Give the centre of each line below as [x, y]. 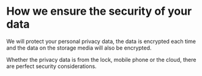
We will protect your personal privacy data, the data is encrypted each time [101, 41]
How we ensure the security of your [99, 11]
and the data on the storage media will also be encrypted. [79, 48]
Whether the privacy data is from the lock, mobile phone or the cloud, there [101, 59]
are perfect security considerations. [51, 66]
